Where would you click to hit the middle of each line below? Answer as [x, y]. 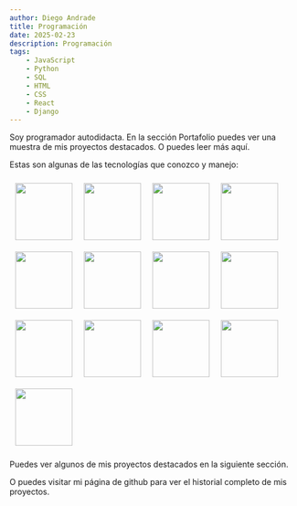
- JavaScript [51, 60]
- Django [42, 111]
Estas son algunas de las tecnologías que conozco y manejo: [124, 164]
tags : [20, 52]
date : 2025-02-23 [42, 35]
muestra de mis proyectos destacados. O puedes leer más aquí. [130, 147]
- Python [42, 69]
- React [40, 103]
